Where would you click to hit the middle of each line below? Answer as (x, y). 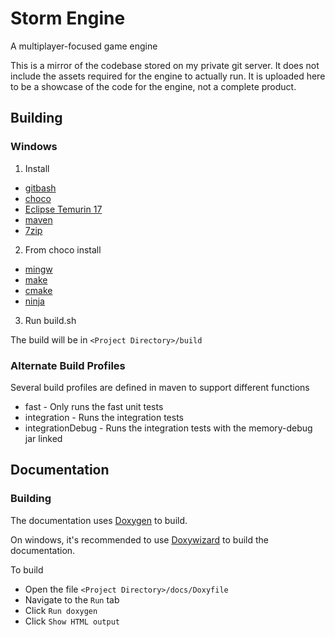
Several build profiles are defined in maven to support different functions (160, 387)
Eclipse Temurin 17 (63, 209)
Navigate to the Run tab (72, 599)
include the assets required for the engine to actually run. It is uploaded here (168, 76)
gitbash (40, 188)
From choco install (63, 249)
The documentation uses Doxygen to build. (99, 520)
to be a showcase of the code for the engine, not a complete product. (153, 86)
